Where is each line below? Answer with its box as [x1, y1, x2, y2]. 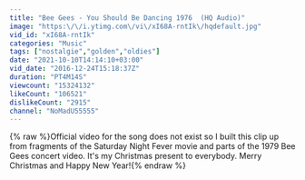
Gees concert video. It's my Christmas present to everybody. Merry [9, 151, 262, 162]
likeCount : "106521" [9, 89, 88, 98]
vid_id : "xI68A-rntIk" [9, 30, 95, 39]
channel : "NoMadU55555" [9, 106, 100, 115]
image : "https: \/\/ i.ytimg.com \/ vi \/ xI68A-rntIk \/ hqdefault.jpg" [9, 22, 261, 31]
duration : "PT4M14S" [9, 73, 88, 82]
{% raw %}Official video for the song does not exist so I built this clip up [9, 131, 280, 142]
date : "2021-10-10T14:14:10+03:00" [9, 55, 144, 65]
